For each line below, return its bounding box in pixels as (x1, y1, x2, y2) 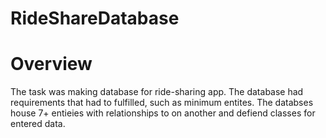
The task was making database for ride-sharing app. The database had (10, 86, 304, 98)
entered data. (10, 118, 66, 130)
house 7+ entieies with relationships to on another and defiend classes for (10, 107, 316, 119)
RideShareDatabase (10, 7, 180, 30)
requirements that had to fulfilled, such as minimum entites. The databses (10, 97, 314, 109)
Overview (10, 53, 93, 76)
